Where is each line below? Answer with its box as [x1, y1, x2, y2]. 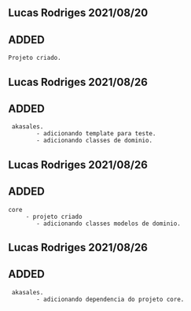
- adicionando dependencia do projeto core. [36, 295, 185, 303]
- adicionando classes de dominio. [36, 137, 153, 145]
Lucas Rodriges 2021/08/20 [8, 6, 149, 20]
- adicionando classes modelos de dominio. [36, 220, 181, 228]
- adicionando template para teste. [36, 130, 156, 138]
